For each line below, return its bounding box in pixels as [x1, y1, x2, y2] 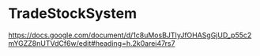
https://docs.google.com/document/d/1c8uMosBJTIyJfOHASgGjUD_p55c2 [8, 30, 252, 40]
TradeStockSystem [8, 5, 137, 23]
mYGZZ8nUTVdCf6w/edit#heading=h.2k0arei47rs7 [8, 38, 175, 47]
